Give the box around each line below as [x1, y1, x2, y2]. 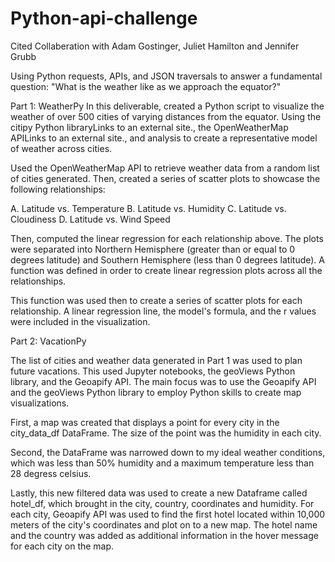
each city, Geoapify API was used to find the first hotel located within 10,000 [10, 508, 326, 520]
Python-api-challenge [10, 7, 198, 30]
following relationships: [10, 183, 106, 195]
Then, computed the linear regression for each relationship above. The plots [10, 232, 324, 244]
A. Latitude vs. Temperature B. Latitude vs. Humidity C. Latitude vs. [10, 202, 287, 214]
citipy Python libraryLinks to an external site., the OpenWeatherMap [10, 121, 289, 133]
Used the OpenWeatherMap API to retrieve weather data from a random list [10, 162, 320, 174]
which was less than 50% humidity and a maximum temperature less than [10, 457, 315, 469]
